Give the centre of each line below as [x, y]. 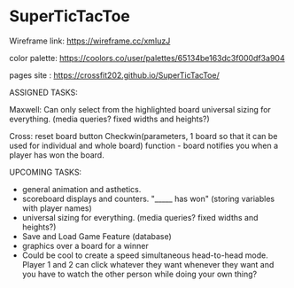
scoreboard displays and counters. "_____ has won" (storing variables [148, 198]
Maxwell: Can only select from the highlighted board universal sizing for [140, 109]
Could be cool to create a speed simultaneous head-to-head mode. [145, 255]
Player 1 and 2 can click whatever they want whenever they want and [148, 264]
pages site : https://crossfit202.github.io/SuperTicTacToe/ [114, 75]
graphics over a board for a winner [85, 245]
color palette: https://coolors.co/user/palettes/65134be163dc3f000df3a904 [147, 58]
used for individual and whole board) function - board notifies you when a [144, 145]
